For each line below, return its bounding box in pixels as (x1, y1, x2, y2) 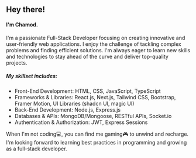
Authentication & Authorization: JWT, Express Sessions (14, 119, 148, 126)
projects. (6, 59, 27, 66)
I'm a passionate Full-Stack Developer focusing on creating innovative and (6, 34, 185, 41)
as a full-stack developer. (6, 145, 67, 152)
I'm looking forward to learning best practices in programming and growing (6, 139, 187, 146)
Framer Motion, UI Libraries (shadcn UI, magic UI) (14, 100, 135, 107)
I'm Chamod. (6, 21, 38, 28)
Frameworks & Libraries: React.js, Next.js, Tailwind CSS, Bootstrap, (14, 93, 176, 100)
